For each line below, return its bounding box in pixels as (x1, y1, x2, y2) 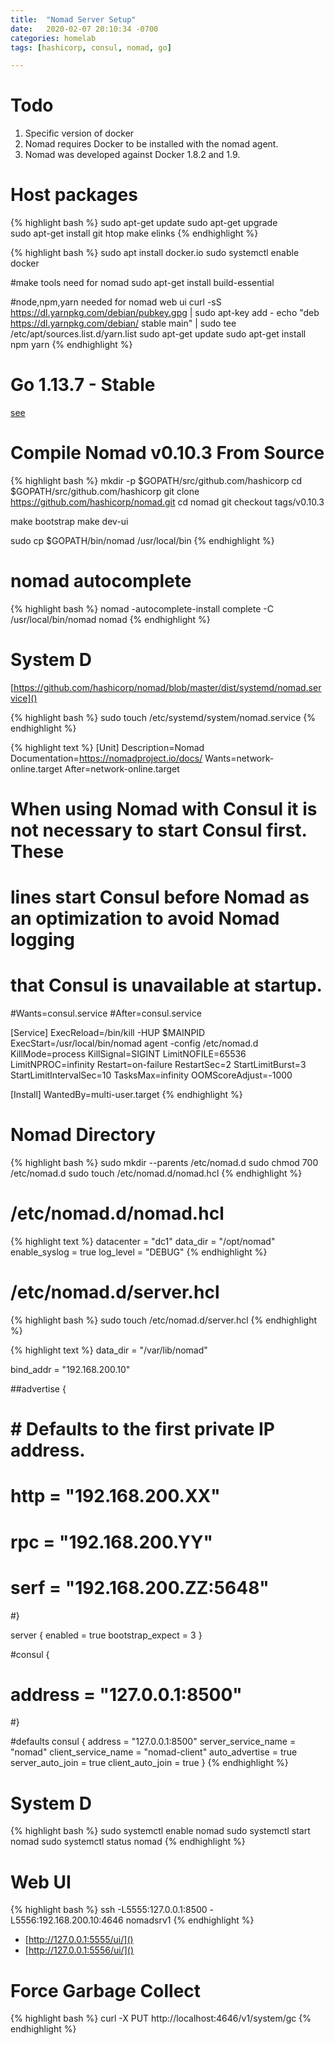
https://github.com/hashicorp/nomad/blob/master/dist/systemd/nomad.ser (13, 681, 322, 693)
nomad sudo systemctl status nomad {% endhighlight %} (10, 1836, 246, 1848)
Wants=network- (204, 752, 275, 764)
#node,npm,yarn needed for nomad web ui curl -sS (10, 296, 222, 308)
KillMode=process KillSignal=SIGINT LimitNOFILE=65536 (10, 1048, 247, 1060)
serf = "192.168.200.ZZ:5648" (10, 1576, 270, 1599)
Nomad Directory (10, 1124, 157, 1146)
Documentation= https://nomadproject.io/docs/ (10, 752, 203, 764)
